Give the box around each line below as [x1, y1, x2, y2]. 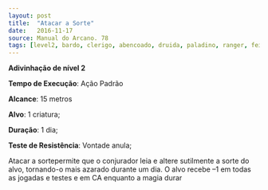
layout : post [8, 11, 52, 20]
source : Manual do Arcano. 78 [8, 34, 109, 42]
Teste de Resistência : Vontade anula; [8, 141, 132, 150]
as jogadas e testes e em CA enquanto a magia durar [8, 173, 183, 183]
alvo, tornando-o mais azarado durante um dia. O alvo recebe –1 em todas [8, 164, 251, 174]
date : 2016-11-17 [8, 26, 73, 34]
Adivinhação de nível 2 [8, 63, 86, 73]
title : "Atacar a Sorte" [8, 19, 94, 27]
